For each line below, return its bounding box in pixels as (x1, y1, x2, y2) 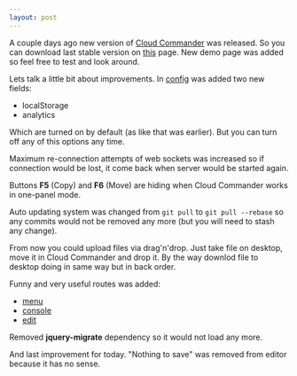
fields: (9, 82, 33, 93)
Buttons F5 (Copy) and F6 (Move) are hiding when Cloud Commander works (9, 179, 288, 191)
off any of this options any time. (9, 136, 126, 146)
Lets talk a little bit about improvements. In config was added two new (9, 73, 265, 84)
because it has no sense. (9, 358, 100, 369)
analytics (21, 109, 56, 120)
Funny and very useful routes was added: (9, 278, 161, 289)
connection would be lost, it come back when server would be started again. (9, 162, 289, 173)
